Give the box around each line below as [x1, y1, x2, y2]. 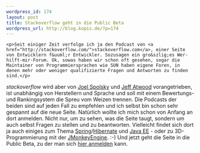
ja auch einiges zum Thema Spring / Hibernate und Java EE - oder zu [6, 127, 174, 135]
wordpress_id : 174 [6, 8, 52, 15]
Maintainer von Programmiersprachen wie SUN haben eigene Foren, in [6, 63, 180, 68]
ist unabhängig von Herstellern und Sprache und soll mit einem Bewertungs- [6, 90, 195, 97]
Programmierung [6, 134, 48, 141]
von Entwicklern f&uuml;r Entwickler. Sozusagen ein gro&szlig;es [6, 52, 175, 58]
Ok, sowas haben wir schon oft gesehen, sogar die [51, 57, 180, 63]
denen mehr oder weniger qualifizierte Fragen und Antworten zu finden [6, 68, 188, 74]
